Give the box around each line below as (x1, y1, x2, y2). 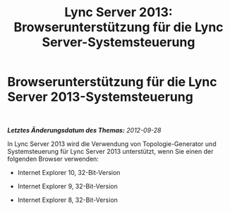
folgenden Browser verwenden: (7, 155, 99, 163)
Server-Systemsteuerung (42, 35, 195, 50)
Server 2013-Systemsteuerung (7, 89, 194, 105)
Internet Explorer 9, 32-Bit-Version (17, 181, 119, 191)
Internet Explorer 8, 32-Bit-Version (17, 195, 119, 204)
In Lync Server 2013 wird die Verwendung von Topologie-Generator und (7, 139, 217, 148)
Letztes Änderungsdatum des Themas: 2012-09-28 (7, 126, 162, 134)
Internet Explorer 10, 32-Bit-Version (17, 168, 121, 176)
